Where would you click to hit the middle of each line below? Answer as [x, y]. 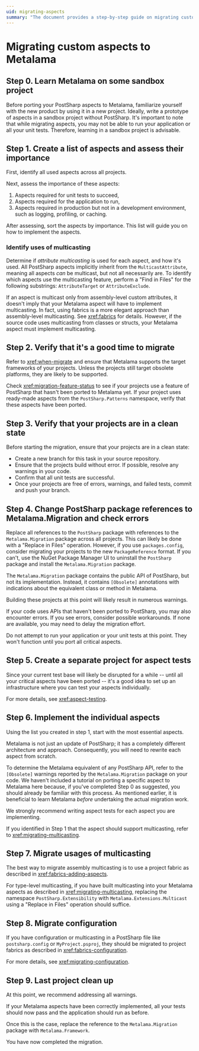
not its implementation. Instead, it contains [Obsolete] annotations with [93, 582]
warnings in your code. [43, 471]
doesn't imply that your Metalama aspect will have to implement [84, 303]
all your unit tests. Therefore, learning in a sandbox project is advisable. [93, 130]
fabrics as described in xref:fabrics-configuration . [67, 950]
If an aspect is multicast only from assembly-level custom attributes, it [92, 297]
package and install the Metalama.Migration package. [71, 564]
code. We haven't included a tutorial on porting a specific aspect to [88, 780]
